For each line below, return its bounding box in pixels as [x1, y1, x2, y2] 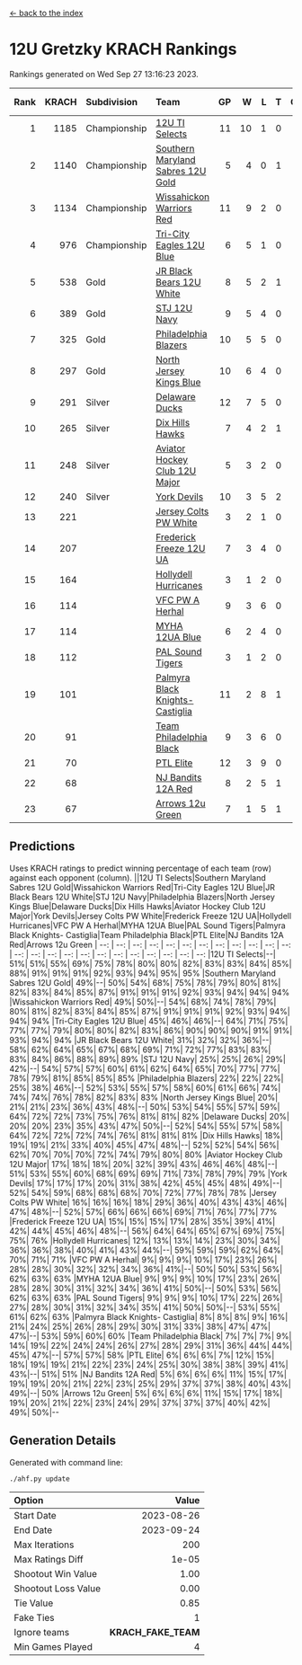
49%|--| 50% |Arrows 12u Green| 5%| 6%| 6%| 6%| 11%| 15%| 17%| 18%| [9, 1387, 283, 1398]
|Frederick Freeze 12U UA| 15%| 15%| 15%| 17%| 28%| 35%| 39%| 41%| [9, 1216, 276, 1227]
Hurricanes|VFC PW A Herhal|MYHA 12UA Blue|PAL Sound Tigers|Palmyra [9, 920, 286, 931]
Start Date [13, 1509, 57, 1521]
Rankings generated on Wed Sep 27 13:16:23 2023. [9, 68, 200, 79]
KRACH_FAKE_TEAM [109, 1625, 200, 1638]
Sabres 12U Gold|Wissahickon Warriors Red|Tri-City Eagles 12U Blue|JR [9, 881, 276, 892]
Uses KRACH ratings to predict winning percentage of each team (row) [9, 863, 272, 873]
